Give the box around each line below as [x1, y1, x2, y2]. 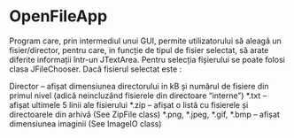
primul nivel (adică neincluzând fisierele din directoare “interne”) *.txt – [9, 90, 267, 101]
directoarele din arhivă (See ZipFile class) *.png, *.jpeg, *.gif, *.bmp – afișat [9, 109, 281, 119]
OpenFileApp [9, 6, 108, 27]
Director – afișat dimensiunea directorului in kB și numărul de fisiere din [9, 80, 269, 91]
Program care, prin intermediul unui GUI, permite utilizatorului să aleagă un [9, 35, 282, 46]
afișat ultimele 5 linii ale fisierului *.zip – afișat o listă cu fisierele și [9, 99, 249, 110]
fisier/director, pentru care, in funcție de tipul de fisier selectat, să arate [9, 44, 269, 55]
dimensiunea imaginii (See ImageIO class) [9, 118, 162, 129]
